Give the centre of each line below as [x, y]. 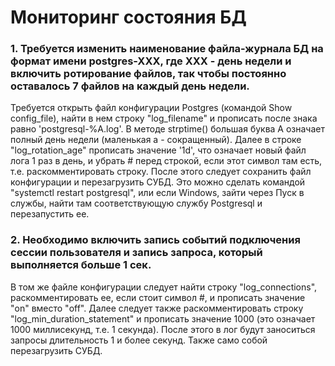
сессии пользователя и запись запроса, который [136, 253]
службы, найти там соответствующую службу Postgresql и [136, 203]
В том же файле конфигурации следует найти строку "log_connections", [164, 287]
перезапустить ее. [50, 214]
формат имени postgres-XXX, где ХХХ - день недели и [151, 61]
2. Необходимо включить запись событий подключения [155, 240]
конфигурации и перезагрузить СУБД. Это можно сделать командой [158, 182]
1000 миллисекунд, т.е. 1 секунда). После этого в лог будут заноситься [163, 329]
